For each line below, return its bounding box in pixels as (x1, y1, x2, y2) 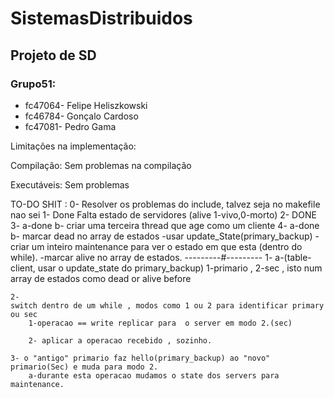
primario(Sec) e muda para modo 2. (10, 362, 159, 372)
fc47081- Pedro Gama (24, 120, 117, 132)
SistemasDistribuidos (10, 7, 193, 30)
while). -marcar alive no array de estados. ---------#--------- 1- (10, 251, 273, 263)
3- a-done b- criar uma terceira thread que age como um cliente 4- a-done (10, 219, 320, 231)
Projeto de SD (10, 47, 97, 64)
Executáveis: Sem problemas (10, 178, 130, 191)
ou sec (10, 309, 38, 319)
